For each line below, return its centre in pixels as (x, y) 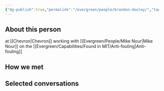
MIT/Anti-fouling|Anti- (124, 46)
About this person (33, 30)
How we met (24, 67)
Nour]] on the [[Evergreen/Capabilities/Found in (53, 46)
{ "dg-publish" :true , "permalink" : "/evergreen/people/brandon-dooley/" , (78, 10)
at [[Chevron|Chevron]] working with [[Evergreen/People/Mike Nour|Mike (79, 41)
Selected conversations (42, 84)
